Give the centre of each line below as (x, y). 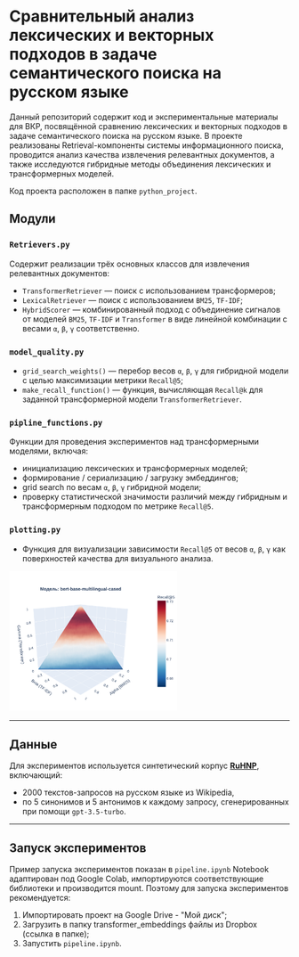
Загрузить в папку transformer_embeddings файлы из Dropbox (140, 925)
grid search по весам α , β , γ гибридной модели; (112, 487)
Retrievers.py (40, 245)
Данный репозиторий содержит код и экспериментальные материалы (144, 117)
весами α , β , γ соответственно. (81, 328)
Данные (33, 744)
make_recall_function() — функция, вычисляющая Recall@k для (142, 389)
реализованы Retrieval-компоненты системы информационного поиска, (146, 145)
